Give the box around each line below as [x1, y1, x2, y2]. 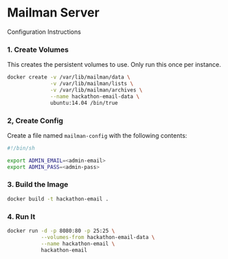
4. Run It [7, 211, 36, 221]
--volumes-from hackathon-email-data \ [41, 234, 155, 240]
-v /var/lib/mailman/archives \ [50, 86, 143, 94]
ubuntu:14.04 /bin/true [50, 99, 118, 106]
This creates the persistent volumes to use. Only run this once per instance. [7, 61, 221, 69]
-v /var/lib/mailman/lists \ [50, 81, 134, 87]
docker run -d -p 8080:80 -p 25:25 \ [7, 227, 115, 234]
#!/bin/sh [7, 145, 36, 152]
